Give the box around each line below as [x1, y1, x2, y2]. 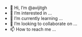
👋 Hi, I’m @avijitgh [9, 5, 47, 10]
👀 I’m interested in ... [9, 10, 52, 16]
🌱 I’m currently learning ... [9, 15, 63, 21]
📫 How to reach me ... [9, 26, 56, 32]
